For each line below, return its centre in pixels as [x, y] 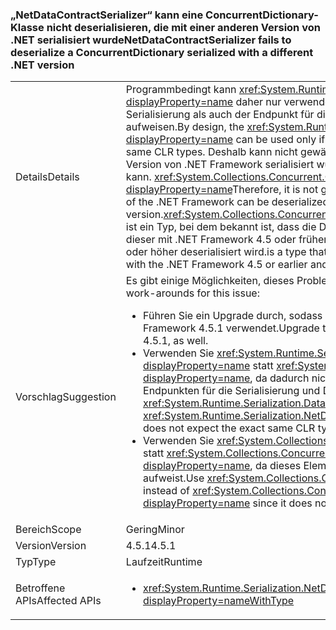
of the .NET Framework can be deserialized [227, 202]
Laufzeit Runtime [164, 562]
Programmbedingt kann [181, 90]
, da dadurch [279, 378]
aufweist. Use [174, 478]
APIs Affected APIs [58, 601]
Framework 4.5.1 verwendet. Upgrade [231, 328]
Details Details [47, 177]
